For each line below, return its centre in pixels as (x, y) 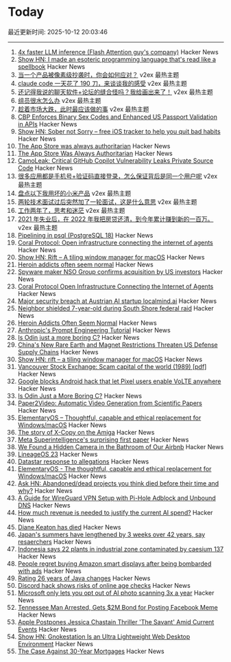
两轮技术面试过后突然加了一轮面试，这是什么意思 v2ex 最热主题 (107, 202)
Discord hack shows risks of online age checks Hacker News (104, 585)
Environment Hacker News (55, 643)
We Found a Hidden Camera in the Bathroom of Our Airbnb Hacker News (121, 446)
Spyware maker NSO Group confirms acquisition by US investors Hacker (120, 271)
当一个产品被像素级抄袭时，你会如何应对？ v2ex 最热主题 (98, 75)
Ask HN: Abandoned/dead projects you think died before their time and (118, 483)
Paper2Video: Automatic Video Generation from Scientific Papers (110, 403)
